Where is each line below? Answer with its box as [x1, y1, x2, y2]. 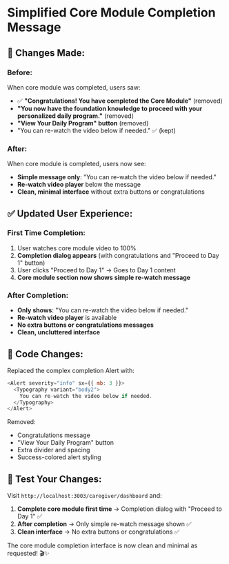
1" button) [17, 259, 46, 267]
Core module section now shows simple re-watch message [17, 273, 191, 281]
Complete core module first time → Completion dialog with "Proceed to [17, 505, 222, 513]
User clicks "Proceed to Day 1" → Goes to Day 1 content [17, 265, 176, 274]
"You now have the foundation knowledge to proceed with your [17, 104, 203, 112]
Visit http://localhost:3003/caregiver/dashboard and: [7, 492, 162, 500]
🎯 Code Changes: [7, 348, 84, 360]
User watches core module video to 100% [17, 243, 137, 252]
